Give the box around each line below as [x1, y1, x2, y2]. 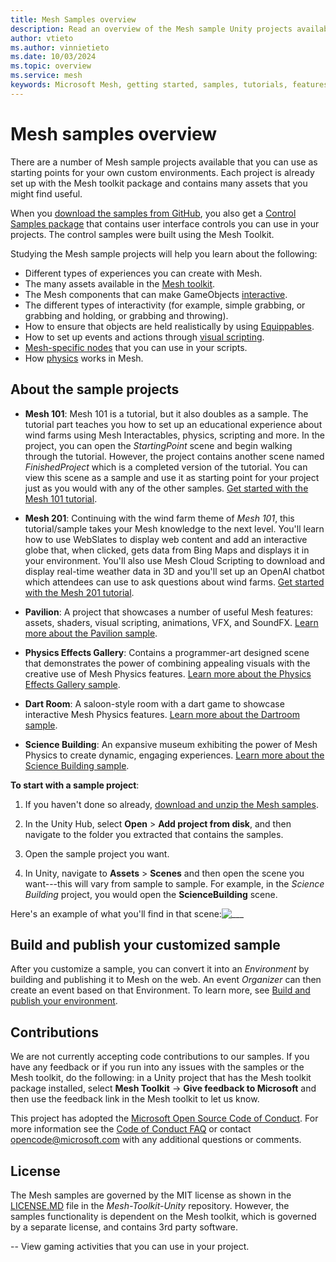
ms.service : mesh [10, 71, 83, 81]
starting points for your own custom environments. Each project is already [10, 166, 315, 178]
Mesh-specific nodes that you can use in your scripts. [24, 341, 248, 353]
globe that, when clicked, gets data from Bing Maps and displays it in [24, 544, 310, 556]
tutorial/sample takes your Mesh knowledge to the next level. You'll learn [24, 522, 325, 535]
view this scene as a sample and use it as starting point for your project [24, 471, 320, 483]
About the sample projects [10, 381, 180, 398]
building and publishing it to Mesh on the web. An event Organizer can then [10, 974, 322, 986]
